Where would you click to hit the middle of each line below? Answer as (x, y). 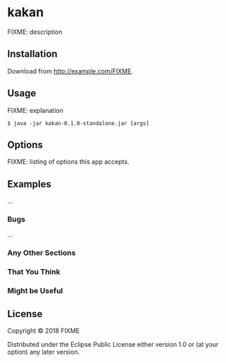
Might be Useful (35, 291)
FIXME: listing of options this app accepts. (68, 162)
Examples (29, 184)
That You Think (34, 272)
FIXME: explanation (35, 110)
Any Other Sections (42, 253)
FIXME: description (35, 32)
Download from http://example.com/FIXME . (70, 71)
